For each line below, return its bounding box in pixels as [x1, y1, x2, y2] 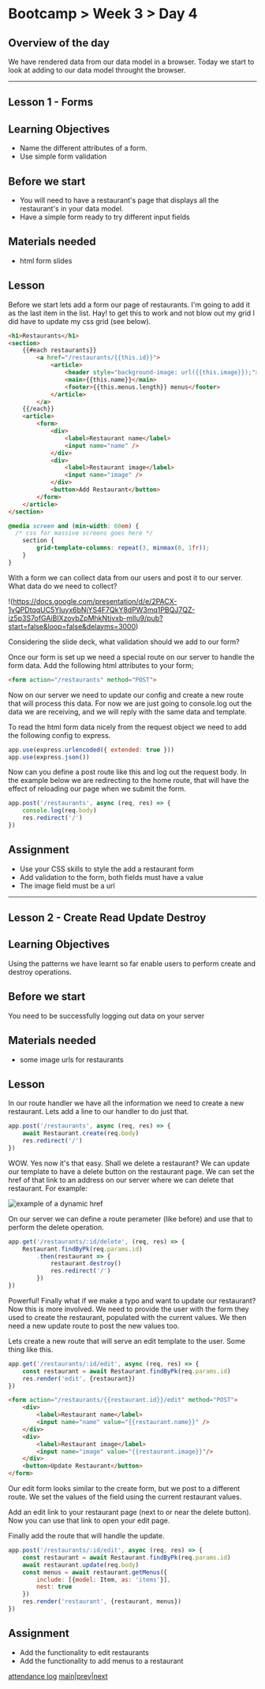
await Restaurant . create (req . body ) [22, 1129, 140, 1138]
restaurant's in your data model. [19, 204, 124, 214]
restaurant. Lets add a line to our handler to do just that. [8, 1107, 189, 1117]
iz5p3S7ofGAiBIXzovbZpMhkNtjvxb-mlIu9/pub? [8, 613, 163, 623]
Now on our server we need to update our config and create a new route [8, 690, 244, 699]
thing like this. [8, 1344, 54, 1354]
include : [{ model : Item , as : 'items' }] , [36, 1575, 171, 1583]
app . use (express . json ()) [8, 753, 90, 761]
